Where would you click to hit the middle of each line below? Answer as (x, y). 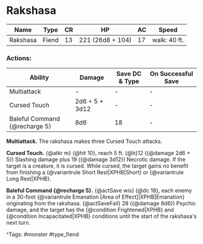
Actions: (19, 58)
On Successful (172, 74)
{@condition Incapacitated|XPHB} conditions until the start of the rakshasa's (101, 216)
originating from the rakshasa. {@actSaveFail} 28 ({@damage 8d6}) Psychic (101, 203)
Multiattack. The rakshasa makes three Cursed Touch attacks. (84, 141)
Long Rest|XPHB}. (29, 179)
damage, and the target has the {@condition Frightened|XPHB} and (90, 210)
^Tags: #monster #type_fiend (43, 234)
